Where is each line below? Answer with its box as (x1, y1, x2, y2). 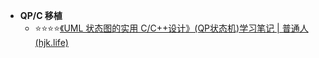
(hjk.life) (34, 37, 69, 48)
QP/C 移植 (19, 10, 63, 21)
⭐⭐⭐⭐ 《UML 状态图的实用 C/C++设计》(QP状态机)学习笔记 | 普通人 (34, 22, 309, 34)
